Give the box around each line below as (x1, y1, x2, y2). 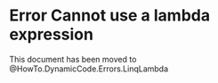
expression (9, 24, 93, 45)
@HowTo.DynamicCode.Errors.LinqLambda (9, 63, 169, 74)
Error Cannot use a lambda (9, 5, 211, 26)
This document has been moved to (9, 54, 137, 64)
